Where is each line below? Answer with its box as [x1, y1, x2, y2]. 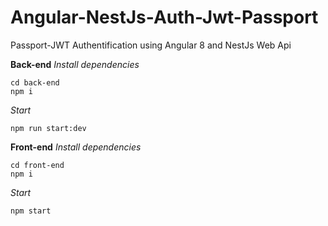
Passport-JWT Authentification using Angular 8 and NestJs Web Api [10, 39, 292, 51]
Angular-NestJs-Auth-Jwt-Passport [10, 6, 319, 29]
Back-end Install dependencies [10, 58, 140, 70]
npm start [10, 206, 52, 216]
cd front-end [10, 160, 65, 170]
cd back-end [10, 77, 60, 88]
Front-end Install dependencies [10, 141, 142, 153]
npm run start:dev [10, 123, 87, 133]
